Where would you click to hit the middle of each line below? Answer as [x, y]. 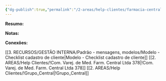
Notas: [12, 33]
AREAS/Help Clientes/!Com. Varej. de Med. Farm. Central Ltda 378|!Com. [80, 62]
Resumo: [14, 24]
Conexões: [17, 43]
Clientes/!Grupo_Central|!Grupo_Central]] [47, 73]
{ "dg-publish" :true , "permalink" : [40, 10]
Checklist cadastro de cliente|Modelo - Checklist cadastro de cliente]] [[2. [81, 57]
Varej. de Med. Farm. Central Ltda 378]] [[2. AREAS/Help [63, 68]
